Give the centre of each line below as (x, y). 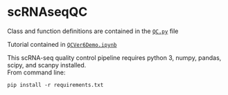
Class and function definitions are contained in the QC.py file (93, 31)
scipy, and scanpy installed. (47, 65)
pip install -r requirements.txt (55, 85)
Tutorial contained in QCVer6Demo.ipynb (62, 44)
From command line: (36, 72)
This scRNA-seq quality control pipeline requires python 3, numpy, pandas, (114, 57)
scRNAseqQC (47, 12)
